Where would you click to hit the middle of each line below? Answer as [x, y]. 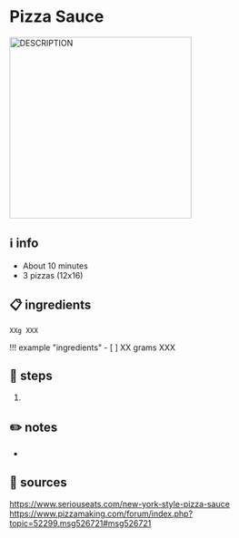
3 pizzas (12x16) [53, 275]
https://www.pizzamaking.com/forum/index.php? [101, 514]
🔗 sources [39, 482]
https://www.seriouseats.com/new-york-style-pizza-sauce [119, 504]
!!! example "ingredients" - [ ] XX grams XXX [92, 347]
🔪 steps [31, 375]
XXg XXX [24, 330]
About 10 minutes [55, 266]
